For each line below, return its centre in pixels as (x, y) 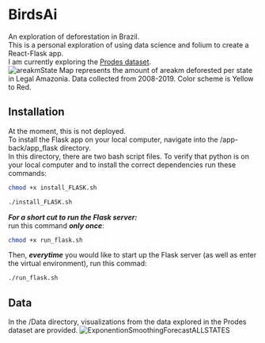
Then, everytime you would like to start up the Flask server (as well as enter (132, 255)
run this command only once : (56, 225)
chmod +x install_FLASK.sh (53, 188)
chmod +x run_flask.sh (45, 240)
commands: (28, 173)
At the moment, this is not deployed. (67, 131)
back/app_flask (33, 147)
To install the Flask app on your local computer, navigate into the (114, 139)
